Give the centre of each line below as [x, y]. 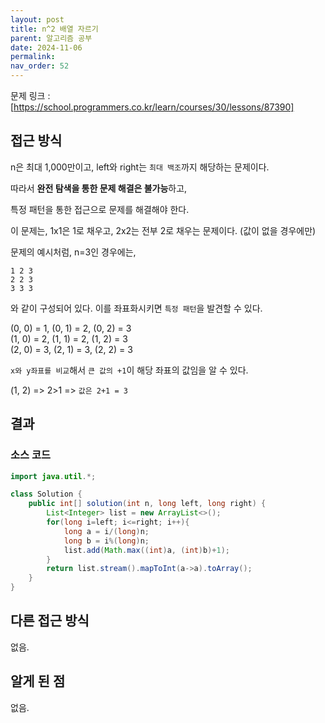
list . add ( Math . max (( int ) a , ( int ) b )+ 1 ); [146, 550]
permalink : [33, 57]
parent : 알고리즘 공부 [51, 38]
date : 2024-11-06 [46, 47]
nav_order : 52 [40, 66]
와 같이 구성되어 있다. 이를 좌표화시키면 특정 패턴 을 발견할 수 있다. [136, 308]
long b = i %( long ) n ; [106, 541]
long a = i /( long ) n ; [106, 531]
